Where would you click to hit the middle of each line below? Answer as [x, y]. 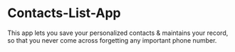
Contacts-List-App [64, 13]
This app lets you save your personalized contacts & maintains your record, [118, 33]
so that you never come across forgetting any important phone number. [112, 40]
